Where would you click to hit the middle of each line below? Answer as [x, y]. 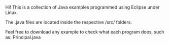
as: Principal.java [23, 37]
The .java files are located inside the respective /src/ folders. [69, 22]
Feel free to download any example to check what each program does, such [85, 32]
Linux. [12, 12]
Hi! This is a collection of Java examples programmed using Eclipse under [82, 7]
